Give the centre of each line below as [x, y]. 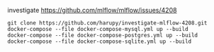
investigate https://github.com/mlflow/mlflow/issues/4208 [92, 10]
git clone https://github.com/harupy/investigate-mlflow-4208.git [107, 23]
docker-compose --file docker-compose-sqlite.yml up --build [100, 41]
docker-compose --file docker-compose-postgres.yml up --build [103, 35]
